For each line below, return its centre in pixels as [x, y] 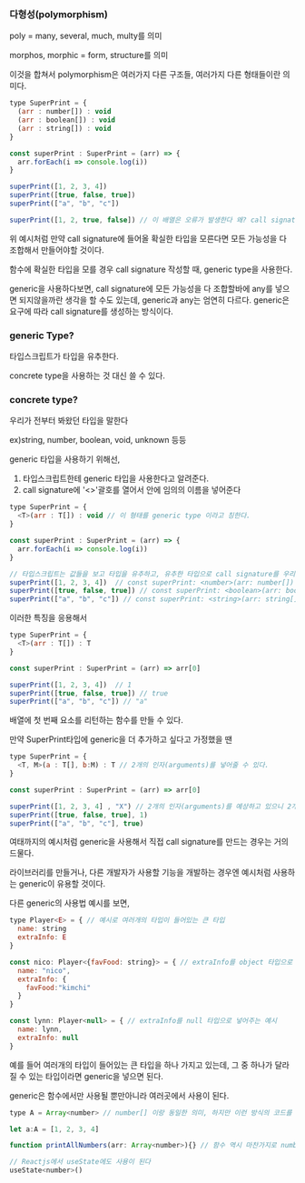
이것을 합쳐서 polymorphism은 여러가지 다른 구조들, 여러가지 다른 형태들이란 [145, 75]
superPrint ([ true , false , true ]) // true [89, 693]
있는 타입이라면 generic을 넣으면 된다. [96, 1076]
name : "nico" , [44, 970]
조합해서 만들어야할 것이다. [57, 250]
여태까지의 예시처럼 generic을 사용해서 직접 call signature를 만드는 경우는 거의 [149, 842]
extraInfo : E [42, 937]
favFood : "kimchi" [59, 988]
